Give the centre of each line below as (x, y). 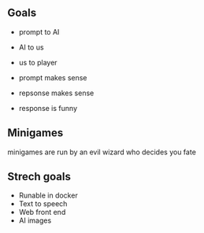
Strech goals (39, 177)
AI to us (31, 47)
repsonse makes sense (56, 93)
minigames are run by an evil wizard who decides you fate (102, 152)
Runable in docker (48, 195)
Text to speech (43, 204)
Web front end (42, 213)
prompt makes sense (53, 77)
